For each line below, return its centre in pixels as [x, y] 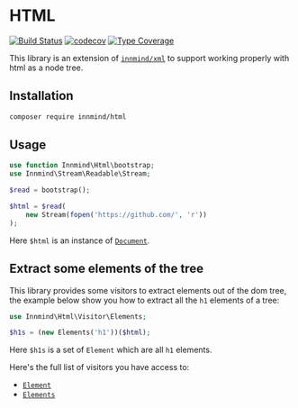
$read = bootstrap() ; [50, 190]
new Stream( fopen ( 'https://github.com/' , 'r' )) [116, 214]
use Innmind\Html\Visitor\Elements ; [78, 316]
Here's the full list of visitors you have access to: [99, 367]
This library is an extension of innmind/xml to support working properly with [149, 58]
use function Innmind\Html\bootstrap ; [82, 166]
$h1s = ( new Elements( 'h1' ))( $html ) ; [80, 333]
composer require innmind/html [68, 117]
